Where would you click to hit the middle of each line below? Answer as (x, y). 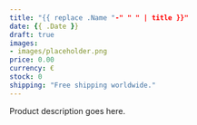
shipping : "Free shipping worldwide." (83, 85)
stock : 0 (26, 77)
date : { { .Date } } (44, 26)
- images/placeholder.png (58, 52)
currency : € (32, 69)
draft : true (32, 34)
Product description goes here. (67, 111)
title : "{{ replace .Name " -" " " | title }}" (99, 18)
